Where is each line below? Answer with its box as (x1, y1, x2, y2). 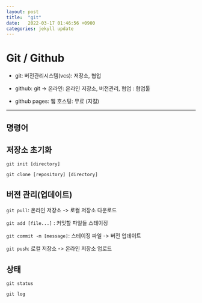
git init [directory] (6, 161, 61, 167)
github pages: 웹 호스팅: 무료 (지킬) (14, 97, 100, 105)
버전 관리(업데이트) (6, 189, 73, 200)
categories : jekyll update (6, 25, 74, 32)
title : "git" (6, 14, 42, 20)
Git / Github (6, 52, 65, 65)
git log (6, 291, 26, 298)
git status (6, 281, 34, 287)
